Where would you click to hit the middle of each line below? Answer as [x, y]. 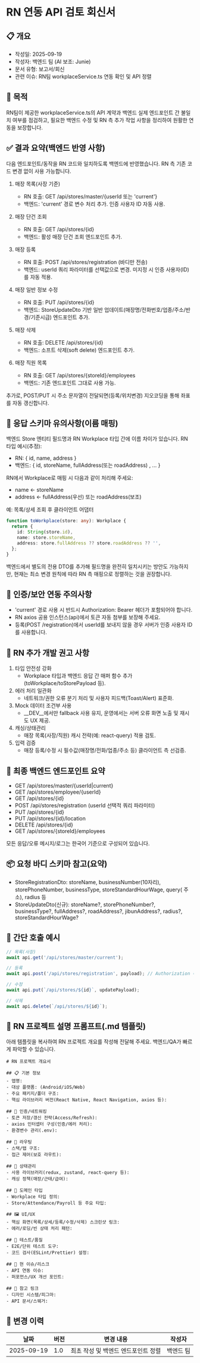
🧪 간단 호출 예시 [33, 938]
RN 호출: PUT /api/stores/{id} [59, 302]
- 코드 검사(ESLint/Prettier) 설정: [48, 1253]
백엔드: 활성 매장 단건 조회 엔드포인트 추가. [73, 237]
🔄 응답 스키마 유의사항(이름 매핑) [62, 424]
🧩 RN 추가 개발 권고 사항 [48, 653]
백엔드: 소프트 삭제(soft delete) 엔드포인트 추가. [79, 350]
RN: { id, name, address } [46, 458]
